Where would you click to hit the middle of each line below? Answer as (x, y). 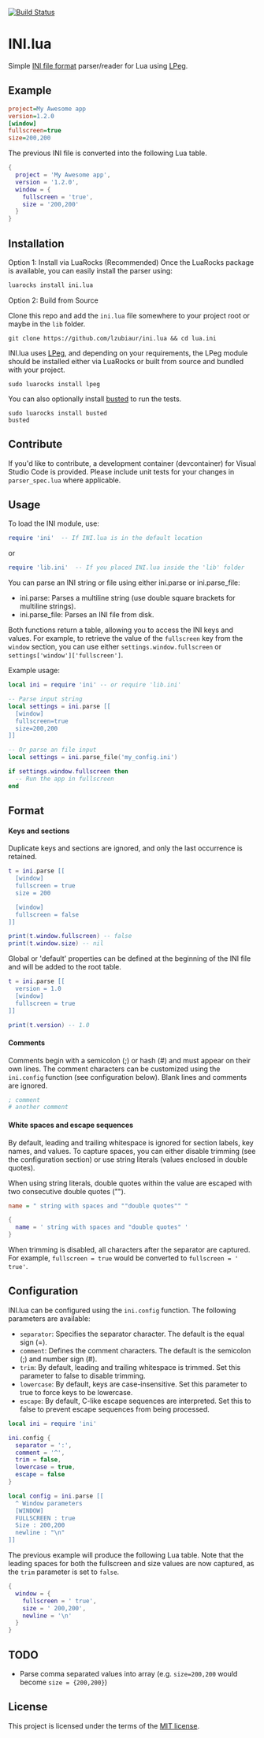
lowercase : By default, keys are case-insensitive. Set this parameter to (133, 1384)
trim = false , (38, 1460)
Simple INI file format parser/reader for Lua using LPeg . (98, 65)
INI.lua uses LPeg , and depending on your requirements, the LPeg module (128, 353)
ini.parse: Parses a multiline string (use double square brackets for (127, 598)
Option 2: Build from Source (53, 300)
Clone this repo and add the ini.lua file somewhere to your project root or (129, 315)
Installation (36, 243)
